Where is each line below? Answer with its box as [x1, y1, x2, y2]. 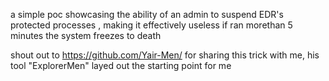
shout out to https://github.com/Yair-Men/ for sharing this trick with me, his [10, 49, 320, 61]
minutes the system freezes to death [10, 30, 162, 41]
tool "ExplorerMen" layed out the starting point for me [10, 60, 232, 71]
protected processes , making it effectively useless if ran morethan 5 [10, 19, 293, 31]
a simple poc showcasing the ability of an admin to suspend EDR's [10, 9, 284, 20]
